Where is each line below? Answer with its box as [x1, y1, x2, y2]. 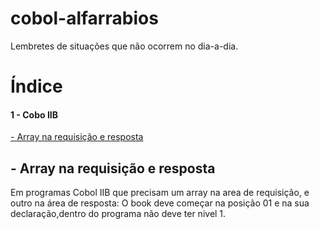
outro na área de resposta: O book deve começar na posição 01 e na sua [10, 197, 310, 209]
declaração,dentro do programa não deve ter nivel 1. [10, 208, 227, 220]
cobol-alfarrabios [10, 7, 159, 30]
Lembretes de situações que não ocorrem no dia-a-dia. [10, 40, 239, 52]
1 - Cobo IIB [10, 108, 59, 121]
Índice [10, 75, 63, 98]
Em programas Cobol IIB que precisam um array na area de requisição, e [10, 187, 310, 199]
